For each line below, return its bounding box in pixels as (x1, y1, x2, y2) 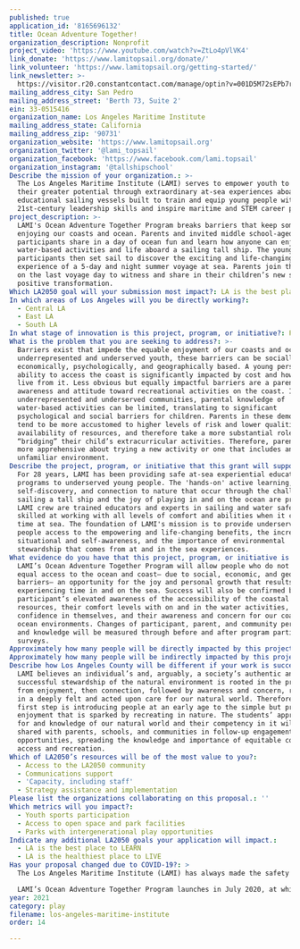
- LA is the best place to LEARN (17, 844, 142, 853)
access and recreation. (17, 743, 105, 753)
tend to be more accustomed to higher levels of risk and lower (17, 420, 262, 429)
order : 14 (9, 918, 46, 928)
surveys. (17, 636, 50, 645)
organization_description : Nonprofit (9, 38, 150, 47)
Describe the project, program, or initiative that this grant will (9, 462, 270, 471)
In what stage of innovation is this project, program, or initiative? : (9, 329, 286, 338)
